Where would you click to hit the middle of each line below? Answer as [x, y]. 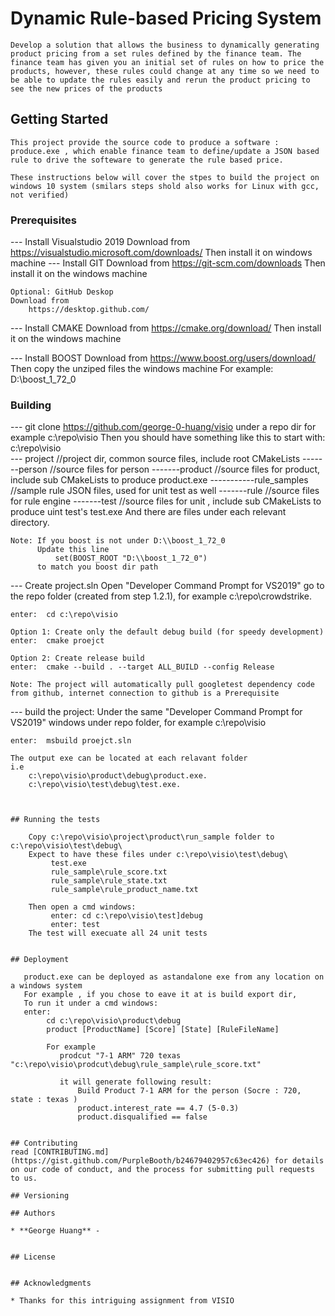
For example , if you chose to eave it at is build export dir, [160, 995]
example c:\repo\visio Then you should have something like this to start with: [168, 438]
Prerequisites [43, 220]
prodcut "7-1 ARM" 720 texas [120, 1056]
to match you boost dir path [97, 567]
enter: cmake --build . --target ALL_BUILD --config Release [142, 667]
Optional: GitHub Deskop [62, 292]
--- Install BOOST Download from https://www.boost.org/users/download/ [163, 358]
